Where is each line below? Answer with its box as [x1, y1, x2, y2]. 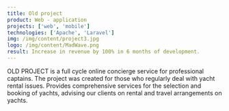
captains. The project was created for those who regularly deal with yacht [7, 74, 215, 82]
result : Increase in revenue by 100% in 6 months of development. [7, 49, 200, 56]
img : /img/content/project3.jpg [7, 36, 99, 42]
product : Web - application [7, 16, 87, 23]
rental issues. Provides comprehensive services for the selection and [7, 82, 202, 90]
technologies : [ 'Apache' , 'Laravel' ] [7, 29, 115, 36]
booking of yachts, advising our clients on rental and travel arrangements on [7, 88, 222, 97]
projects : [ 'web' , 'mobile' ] [7, 23, 90, 29]
